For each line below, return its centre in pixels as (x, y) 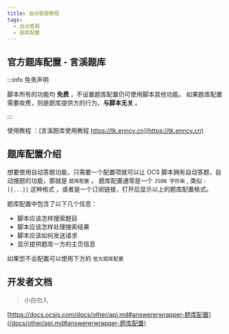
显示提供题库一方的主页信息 (56, 244)
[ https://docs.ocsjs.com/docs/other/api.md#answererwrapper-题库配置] (109, 314)
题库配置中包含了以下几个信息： (52, 203)
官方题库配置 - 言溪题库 (57, 62)
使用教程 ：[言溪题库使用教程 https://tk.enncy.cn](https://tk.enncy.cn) (105, 131)
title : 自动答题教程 (33, 13)
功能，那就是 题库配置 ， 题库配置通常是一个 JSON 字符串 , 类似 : (118, 180)
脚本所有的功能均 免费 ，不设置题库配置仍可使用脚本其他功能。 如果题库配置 (115, 94)
